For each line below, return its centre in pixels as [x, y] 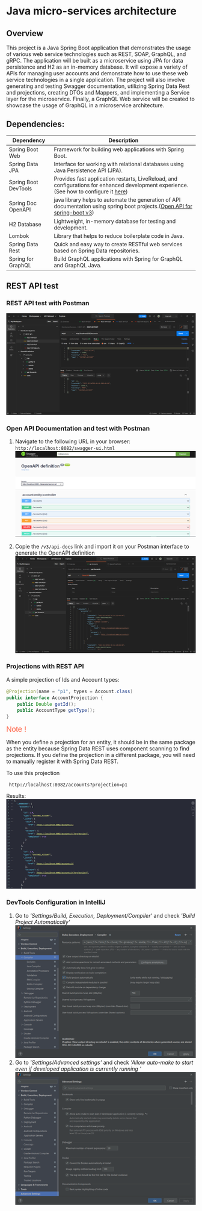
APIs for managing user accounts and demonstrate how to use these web [97, 73]
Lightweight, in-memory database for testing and [115, 221]
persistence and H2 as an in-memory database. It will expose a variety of [97, 67]
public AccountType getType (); [56, 711]
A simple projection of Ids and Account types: [63, 679]
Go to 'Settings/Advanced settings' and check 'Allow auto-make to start [104, 1062]
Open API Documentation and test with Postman [78, 428]
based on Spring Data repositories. [97, 251]
